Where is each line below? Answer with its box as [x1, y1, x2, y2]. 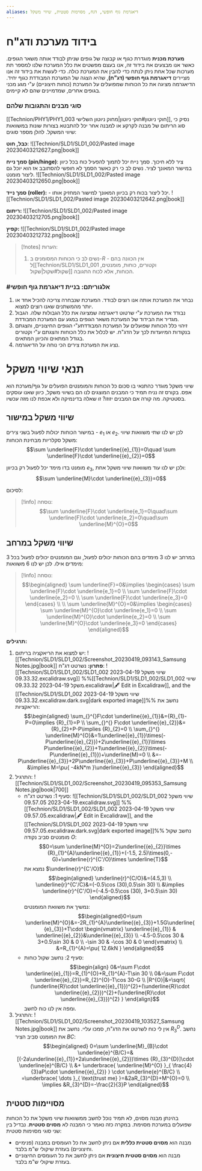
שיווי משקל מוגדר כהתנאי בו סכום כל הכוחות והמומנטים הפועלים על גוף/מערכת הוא [6, 382, 194, 389]
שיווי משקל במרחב [6, 538, 74, 548]
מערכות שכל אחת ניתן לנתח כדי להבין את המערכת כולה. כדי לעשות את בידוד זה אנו [6, 67, 194, 75]
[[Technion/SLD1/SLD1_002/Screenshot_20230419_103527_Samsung [14, 1018, 185, 1025]
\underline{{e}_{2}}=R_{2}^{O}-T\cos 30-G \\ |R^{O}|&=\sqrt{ [34, 976, 186, 984]
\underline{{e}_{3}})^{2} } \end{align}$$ [60, 996, 160, 1003]
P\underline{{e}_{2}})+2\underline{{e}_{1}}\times [44, 738, 167, 746]
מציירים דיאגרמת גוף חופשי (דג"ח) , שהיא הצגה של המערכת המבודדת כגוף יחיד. [6, 74, 191, 81]
